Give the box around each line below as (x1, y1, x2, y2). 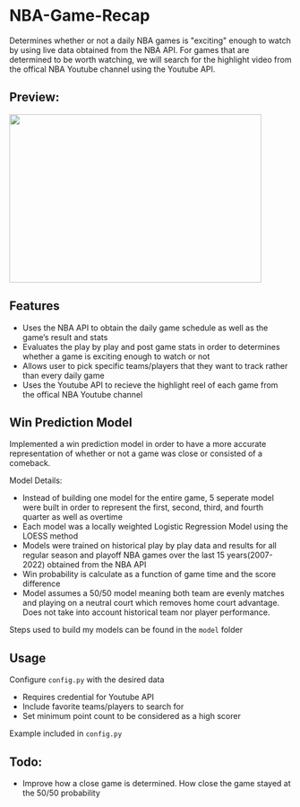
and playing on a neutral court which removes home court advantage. (21, 598, 280, 609)
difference (21, 578, 61, 589)
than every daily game (21, 370, 105, 381)
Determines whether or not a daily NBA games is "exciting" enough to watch (9, 35, 291, 46)
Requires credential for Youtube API (21, 692, 155, 703)
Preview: (9, 90, 60, 105)
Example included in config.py (9, 728, 123, 739)
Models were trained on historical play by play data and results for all (21, 540, 278, 551)
